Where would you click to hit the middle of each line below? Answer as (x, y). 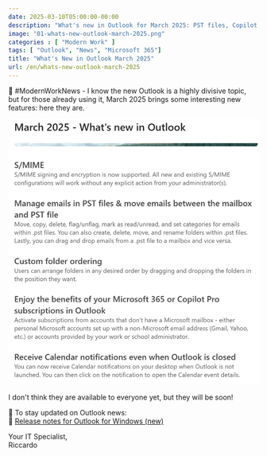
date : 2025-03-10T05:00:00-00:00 (64, 17)
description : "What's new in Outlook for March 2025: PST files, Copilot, (135, 25)
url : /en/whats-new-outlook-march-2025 (74, 68)
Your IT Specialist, (38, 436)
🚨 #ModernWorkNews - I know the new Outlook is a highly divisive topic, (128, 91)
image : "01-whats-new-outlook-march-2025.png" (87, 33)
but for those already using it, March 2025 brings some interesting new (125, 99)
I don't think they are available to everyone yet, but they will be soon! (121, 397)
